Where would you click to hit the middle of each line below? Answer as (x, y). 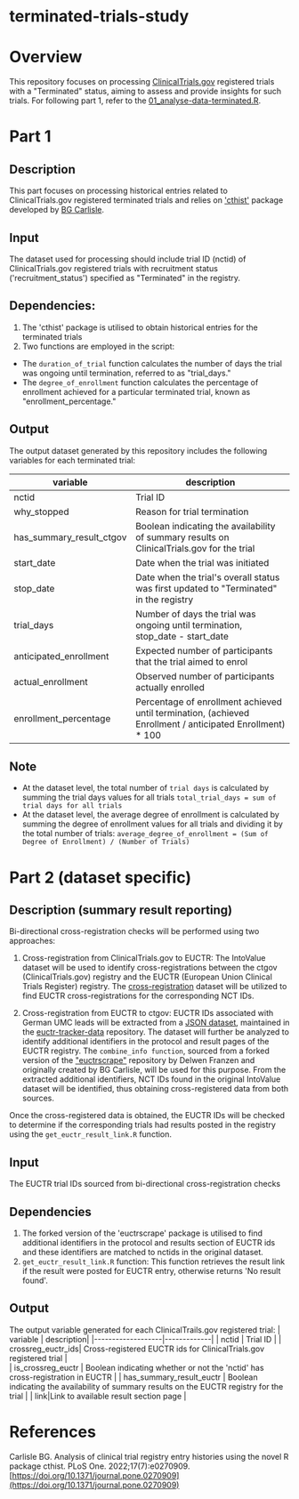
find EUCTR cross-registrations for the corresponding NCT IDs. (138, 996)
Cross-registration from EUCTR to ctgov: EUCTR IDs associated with (148, 1013)
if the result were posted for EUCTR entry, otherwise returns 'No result (151, 1271)
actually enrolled (170, 687)
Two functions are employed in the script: (98, 346)
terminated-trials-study (99, 16)
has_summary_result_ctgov (70, 537)
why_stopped (41, 512)
